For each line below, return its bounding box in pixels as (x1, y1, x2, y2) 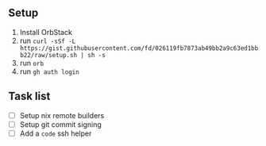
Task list (8, 90, 51, 103)
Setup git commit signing (19, 119, 102, 129)
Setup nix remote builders (19, 110, 105, 120)
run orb (19, 58, 44, 67)
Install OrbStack (19, 27, 73, 36)
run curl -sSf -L (19, 36, 76, 45)
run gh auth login (19, 67, 79, 76)
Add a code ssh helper (19, 129, 92, 138)
